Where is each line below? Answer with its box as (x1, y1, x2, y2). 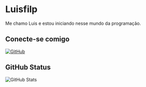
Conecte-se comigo (5, 35, 70, 43)
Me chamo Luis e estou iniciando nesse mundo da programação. (5, 20, 141, 26)
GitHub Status (5, 63, 51, 72)
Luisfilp (5, 4, 38, 15)
